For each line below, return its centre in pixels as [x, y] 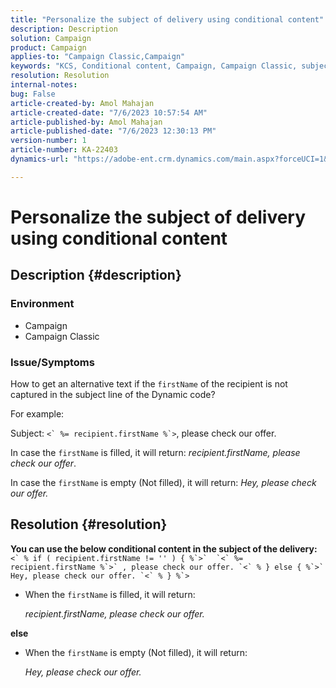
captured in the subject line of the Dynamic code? [113, 394]
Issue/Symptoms [52, 362]
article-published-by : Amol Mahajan [86, 122]
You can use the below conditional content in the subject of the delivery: [164, 548]
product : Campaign [48, 47]
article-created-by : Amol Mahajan [82, 103]
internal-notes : [44, 85]
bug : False [33, 94]
